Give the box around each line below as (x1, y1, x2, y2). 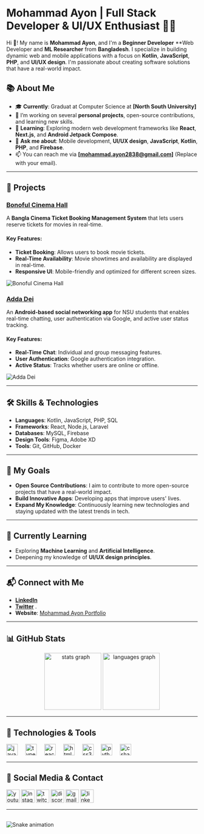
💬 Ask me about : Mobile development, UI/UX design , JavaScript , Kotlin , (15, 137, 198, 144)
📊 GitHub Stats (6, 633, 66, 643)
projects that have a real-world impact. (15, 488, 112, 495)
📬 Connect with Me (6, 577, 84, 588)
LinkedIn (15, 597, 38, 604)
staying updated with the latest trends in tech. (15, 507, 130, 515)
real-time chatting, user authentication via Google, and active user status (6, 314, 189, 322)
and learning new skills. (15, 118, 75, 125)
